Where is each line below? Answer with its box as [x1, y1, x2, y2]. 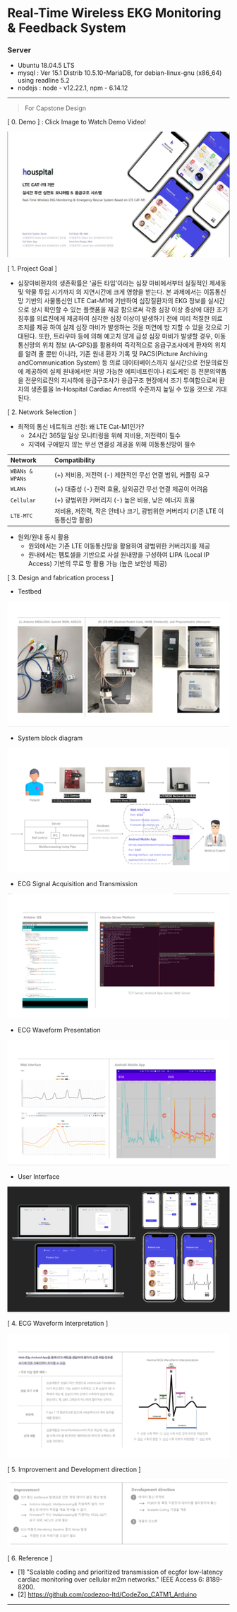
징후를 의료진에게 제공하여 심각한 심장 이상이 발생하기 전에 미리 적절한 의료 [17, 314, 224, 322]
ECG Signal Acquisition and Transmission [17, 879, 138, 888]
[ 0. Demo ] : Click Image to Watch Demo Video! [7, 118, 147, 127]
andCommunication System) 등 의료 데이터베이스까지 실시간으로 [17, 358, 199, 367]
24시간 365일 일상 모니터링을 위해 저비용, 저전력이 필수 [28, 431, 181, 440]
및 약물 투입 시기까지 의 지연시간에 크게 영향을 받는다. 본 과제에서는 [17, 288, 202, 296]
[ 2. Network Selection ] [7, 408, 77, 416]
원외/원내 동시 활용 [17, 532, 69, 541]
